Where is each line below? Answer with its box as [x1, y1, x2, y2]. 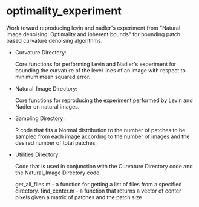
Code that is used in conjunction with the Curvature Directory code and [15, 162, 194, 170]
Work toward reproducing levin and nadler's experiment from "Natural [6, 24, 181, 31]
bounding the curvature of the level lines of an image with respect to [15, 66, 186, 74]
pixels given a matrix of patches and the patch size [15, 193, 142, 200]
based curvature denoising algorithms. [6, 37, 103, 44]
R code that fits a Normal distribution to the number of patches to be [15, 126, 186, 133]
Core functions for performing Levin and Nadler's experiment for [15, 60, 177, 68]
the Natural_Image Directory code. [15, 169, 101, 176]
